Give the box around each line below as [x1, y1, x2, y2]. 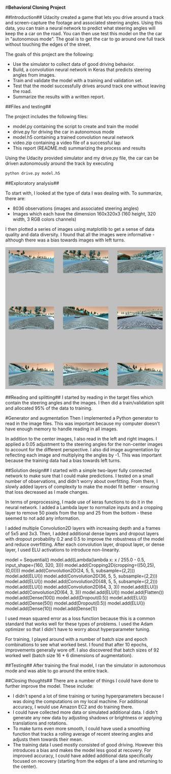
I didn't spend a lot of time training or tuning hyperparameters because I [12, 693, 164, 699]
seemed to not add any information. [5, 515, 80, 521]
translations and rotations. [12, 720, 68, 726]
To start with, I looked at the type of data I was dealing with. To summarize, [5, 190, 163, 196]
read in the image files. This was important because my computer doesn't [5, 420, 160, 426]
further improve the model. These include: [5, 683, 94, 689]
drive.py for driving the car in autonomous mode [12, 129, 115, 135]
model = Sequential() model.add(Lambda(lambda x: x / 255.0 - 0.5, [5, 557, 146, 563]
